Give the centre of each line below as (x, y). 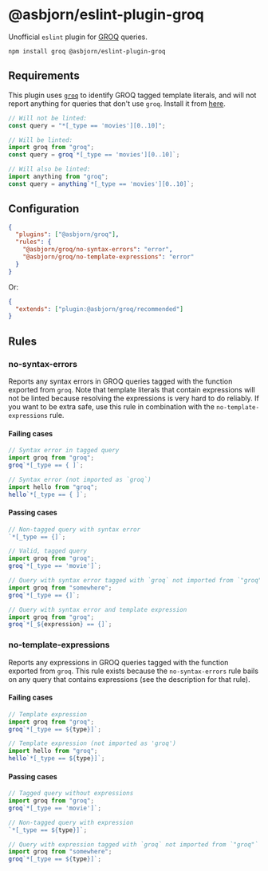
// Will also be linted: (49, 169)
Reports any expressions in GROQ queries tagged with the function (118, 662)
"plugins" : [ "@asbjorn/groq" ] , (67, 235)
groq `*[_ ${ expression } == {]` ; (60, 625)
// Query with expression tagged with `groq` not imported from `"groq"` (134, 844)
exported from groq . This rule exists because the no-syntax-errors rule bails (134, 671)
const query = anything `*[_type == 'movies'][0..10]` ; (101, 184)
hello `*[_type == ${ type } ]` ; (57, 759)
